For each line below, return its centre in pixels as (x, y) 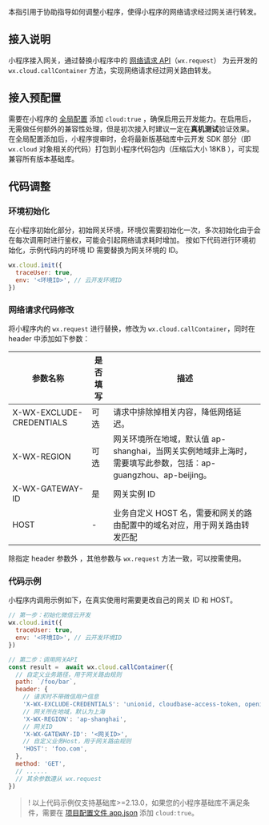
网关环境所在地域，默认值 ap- (170, 439)
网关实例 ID (134, 494)
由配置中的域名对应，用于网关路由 (177, 525)
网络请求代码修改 (41, 309)
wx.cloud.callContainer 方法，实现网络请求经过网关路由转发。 (112, 70)
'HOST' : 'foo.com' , (55, 749)
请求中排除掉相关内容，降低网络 (173, 412)
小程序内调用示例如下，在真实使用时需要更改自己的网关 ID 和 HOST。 (123, 600)
